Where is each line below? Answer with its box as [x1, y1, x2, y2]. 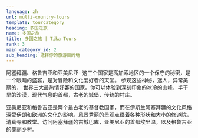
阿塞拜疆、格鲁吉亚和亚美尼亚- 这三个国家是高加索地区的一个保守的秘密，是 [6, 69, 191, 76]
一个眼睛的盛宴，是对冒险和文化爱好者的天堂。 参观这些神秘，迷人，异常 [6, 76, 183, 83]
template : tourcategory [6, 19, 65, 25]
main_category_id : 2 [6, 47, 57, 53]
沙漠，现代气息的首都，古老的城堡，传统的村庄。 [16, 91, 136, 98]
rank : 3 [6, 42, 25, 48]
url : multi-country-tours [6, 14, 70, 20]
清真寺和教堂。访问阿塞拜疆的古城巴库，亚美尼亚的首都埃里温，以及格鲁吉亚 [6, 118, 192, 125]
